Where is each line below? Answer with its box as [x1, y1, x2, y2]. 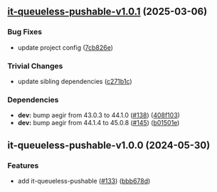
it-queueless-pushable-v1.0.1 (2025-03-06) [7, 6, 208, 18]
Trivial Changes [7, 60, 63, 70]
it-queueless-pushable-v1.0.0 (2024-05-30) [7, 139, 211, 151]
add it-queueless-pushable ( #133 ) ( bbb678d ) [17, 176, 151, 185]
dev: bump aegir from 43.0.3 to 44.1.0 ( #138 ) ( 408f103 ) [17, 111, 180, 119]
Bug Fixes [7, 27, 43, 37]
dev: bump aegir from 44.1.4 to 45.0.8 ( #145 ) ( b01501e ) [17, 119, 180, 127]
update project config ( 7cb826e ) [17, 43, 114, 52]
